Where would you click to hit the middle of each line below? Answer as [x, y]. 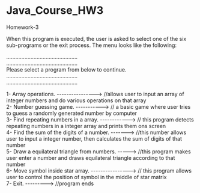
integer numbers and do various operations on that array [76, 100]
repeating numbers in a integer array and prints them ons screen [86, 126]
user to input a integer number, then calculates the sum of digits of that [94, 138]
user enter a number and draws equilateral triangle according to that [91, 158]
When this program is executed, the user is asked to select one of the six [96, 38]
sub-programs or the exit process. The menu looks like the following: [92, 45]
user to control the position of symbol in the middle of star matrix [86, 177]
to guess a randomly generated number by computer [71, 113]
